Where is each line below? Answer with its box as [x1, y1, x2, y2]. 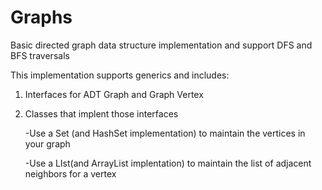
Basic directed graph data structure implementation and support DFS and [10, 39, 313, 51]
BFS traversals [10, 49, 70, 61]
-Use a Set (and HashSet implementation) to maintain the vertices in [24, 127, 306, 139]
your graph [24, 137, 71, 150]
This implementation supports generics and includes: [10, 69, 230, 81]
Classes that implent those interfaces [24, 107, 179, 120]
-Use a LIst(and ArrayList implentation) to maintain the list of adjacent [24, 157, 312, 169]
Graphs [10, 6, 73, 29]
